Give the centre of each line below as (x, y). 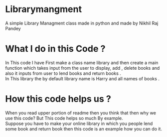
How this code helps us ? (58, 99)
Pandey (13, 28)
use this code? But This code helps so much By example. (64, 118)
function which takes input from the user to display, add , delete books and (82, 68)
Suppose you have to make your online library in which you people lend (79, 123)
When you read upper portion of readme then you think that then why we (81, 113)
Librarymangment (43, 9)
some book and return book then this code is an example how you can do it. (83, 128)
